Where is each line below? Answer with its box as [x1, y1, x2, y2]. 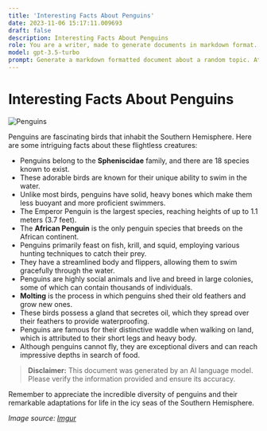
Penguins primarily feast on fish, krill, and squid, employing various [19, 240, 240, 250]
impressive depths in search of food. [19, 350, 141, 359]
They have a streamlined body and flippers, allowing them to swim [19, 257, 238, 266]
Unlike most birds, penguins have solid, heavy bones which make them [19, 189, 253, 199]
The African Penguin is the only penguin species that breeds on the [19, 223, 244, 233]
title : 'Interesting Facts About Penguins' [8, 11, 155, 20]
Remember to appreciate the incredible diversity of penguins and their [8, 389, 238, 398]
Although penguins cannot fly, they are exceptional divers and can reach [19, 341, 258, 351]
